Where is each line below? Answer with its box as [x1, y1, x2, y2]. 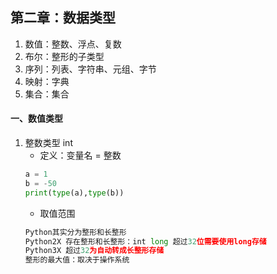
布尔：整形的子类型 [24, 50, 105, 62]
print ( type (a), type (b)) [24, 188, 125, 198]
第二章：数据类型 [10, 9, 116, 27]
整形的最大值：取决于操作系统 [24, 255, 130, 265]
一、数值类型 [10, 113, 63, 125]
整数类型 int [24, 137, 73, 149]
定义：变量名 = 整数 [39, 149, 122, 162]
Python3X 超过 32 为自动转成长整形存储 [24, 246, 165, 256]
